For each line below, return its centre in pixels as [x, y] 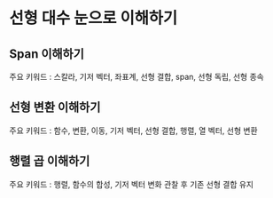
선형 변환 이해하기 [55, 107]
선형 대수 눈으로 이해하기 [94, 18]
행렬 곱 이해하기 [50, 161]
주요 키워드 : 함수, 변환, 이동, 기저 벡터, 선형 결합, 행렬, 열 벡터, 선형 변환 [134, 131]
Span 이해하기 [47, 54]
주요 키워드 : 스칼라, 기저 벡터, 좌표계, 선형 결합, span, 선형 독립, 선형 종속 [136, 77]
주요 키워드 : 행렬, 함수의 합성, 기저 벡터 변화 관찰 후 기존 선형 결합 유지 [132, 184]
